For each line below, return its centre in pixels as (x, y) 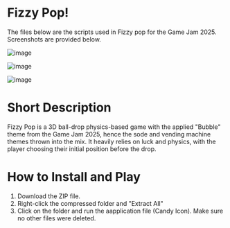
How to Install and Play (74, 177)
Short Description (60, 108)
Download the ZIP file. (49, 196)
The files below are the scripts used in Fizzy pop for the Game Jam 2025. (112, 32)
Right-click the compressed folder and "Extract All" (90, 203)
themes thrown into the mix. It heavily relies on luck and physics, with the (112, 141)
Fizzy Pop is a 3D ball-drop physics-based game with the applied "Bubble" (114, 127)
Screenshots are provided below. (54, 39)
